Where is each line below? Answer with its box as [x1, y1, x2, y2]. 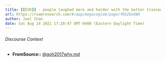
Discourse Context [5, 36, 43, 42]
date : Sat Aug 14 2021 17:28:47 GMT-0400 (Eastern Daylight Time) [5, 21, 145, 26]
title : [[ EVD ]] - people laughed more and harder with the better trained [5, 7, 163, 12]
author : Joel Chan [5, 16, 43, 21]
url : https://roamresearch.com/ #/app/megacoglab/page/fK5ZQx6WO [5, 12, 140, 17]
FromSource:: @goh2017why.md [12, 51, 80, 57]
